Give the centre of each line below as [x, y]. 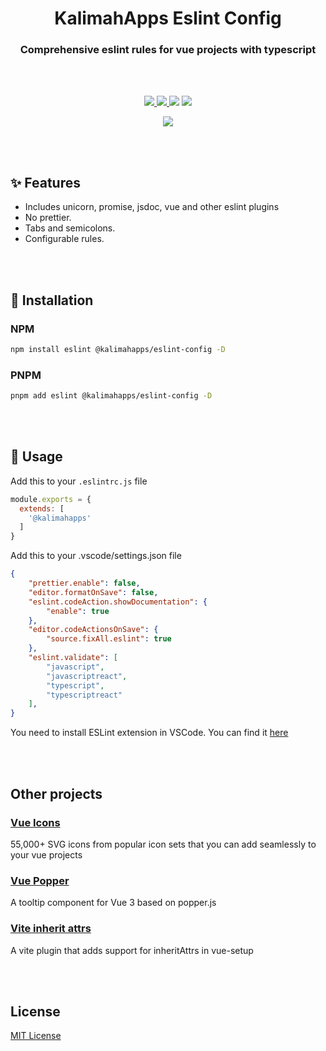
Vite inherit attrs [51, 929]
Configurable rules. [64, 239]
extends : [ [42, 508]
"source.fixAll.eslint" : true [109, 639]
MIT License [36, 1036]
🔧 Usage [36, 457]
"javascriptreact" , [87, 676]
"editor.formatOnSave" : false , [93, 592]
